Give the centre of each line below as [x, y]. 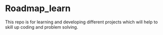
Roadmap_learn [38, 9]
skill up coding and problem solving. [42, 27]
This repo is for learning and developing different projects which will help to [81, 22]
